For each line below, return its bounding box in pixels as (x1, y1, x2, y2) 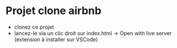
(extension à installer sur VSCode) (14, 36, 99, 43)
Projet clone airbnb (5, 4, 102, 18)
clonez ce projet (14, 23, 54, 30)
